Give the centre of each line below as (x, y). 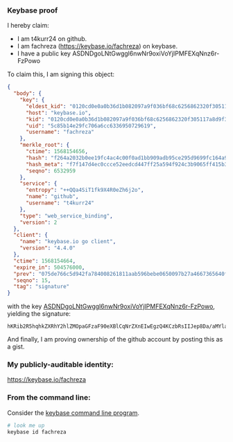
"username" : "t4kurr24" (60, 203)
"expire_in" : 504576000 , (49, 267)
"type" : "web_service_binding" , (66, 216)
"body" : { (27, 94)
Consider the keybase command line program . (74, 413)
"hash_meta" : (44, 164)
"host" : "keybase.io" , (58, 113)
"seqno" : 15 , (32, 280)
